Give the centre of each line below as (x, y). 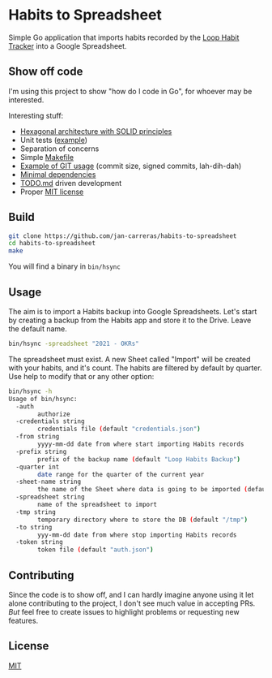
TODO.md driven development (71, 183)
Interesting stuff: (36, 115)
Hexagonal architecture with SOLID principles (96, 131)
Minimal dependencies (58, 174)
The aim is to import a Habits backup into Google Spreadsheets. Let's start (133, 311)
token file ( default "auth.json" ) (96, 550)
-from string (38, 437)
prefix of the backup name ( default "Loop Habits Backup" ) (139, 459)
